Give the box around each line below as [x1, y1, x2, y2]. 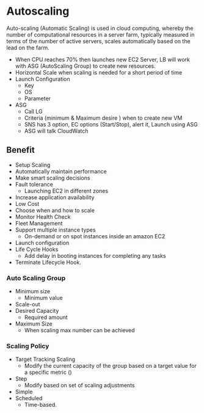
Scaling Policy [6, 342, 49, 350]
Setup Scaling [15, 161, 51, 169]
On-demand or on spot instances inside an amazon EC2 [24, 232, 166, 239]
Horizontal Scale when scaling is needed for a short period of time [15, 68, 183, 76]
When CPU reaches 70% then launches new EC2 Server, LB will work [15, 56, 191, 63]
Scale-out [15, 301, 41, 308]
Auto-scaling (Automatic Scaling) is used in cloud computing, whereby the [6, 24, 194, 32]
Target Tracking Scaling [15, 356, 75, 363]
